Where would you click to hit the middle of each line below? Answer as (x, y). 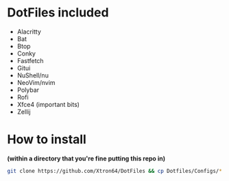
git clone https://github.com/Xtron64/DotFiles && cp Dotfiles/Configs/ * (115, 171)
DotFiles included (58, 13)
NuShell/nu (33, 75)
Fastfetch (30, 60)
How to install (47, 140)
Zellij (24, 112)
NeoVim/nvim (36, 82)
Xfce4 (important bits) (48, 104)
